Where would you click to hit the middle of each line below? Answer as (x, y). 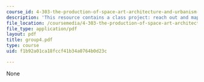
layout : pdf (21, 34)
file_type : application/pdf (42, 29)
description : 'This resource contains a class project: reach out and (97, 17)
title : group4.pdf (29, 40)
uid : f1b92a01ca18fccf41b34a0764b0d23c (57, 51)
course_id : (20, 12)
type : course (23, 46)
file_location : (25, 23)
